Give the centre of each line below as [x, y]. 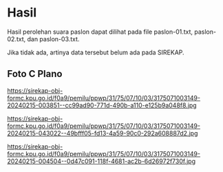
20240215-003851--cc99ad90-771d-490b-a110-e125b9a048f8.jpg [102, 105]
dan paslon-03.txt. [53, 39]
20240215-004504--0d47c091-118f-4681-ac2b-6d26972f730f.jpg [102, 161]
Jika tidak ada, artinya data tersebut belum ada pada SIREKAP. [96, 52]
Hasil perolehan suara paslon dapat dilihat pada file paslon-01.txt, [100, 32]
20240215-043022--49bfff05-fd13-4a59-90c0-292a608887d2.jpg [103, 133]
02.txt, [17, 39]
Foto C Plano [35, 74]
